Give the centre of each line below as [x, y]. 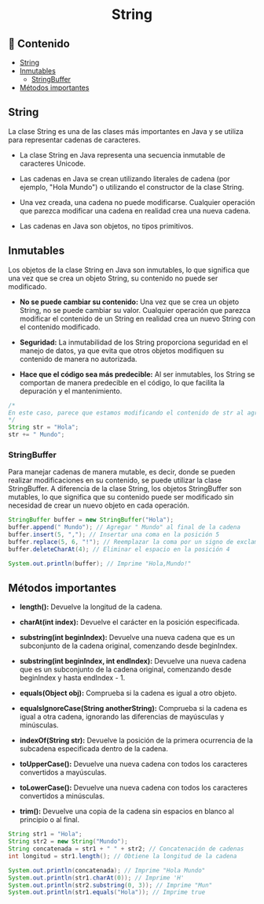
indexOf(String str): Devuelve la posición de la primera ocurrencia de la [136, 740]
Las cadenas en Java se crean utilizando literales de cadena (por [125, 178]
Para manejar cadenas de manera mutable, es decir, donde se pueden [122, 472]
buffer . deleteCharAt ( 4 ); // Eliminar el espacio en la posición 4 [119, 549]
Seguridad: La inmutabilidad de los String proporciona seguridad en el [134, 342]
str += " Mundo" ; [37, 435]
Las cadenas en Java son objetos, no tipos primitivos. [106, 225]
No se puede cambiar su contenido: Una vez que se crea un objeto [129, 302]
